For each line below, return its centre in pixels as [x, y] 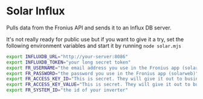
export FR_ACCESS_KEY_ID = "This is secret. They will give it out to [94, 79]
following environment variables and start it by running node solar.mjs [94, 46]
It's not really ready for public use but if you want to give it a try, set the [95, 39]
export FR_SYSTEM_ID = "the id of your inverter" [67, 90]
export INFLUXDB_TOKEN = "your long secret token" [69, 62]
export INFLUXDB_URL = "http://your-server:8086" [67, 56]
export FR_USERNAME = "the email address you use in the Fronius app [93, 68]
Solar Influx [36, 11]
